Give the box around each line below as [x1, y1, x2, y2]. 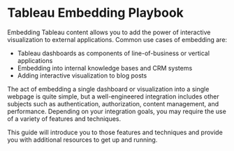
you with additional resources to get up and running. [7, 135, 158, 144]
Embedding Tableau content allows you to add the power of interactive [7, 28, 211, 36]
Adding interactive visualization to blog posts [17, 71, 147, 80]
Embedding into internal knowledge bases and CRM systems [17, 64, 193, 72]
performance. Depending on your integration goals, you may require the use [7, 107, 227, 115]
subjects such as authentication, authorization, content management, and [7, 99, 219, 108]
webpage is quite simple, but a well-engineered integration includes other [7, 92, 219, 101]
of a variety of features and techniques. [7, 114, 122, 123]
